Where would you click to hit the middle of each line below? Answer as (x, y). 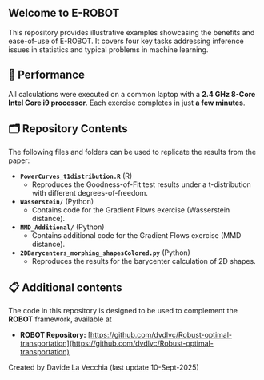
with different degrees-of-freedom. (90, 193)
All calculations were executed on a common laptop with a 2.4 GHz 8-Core (132, 94)
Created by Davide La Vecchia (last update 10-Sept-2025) (104, 367)
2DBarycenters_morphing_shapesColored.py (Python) (105, 253)
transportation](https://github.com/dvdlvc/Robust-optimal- (116, 343)
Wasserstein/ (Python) (57, 202)
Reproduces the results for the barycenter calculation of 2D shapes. (144, 261)
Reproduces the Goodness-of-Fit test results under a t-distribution (142, 184)
